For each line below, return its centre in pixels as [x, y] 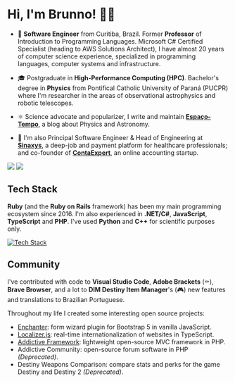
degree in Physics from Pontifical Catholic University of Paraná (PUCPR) [123, 88]
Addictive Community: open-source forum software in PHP [103, 349]
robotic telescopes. [45, 103]
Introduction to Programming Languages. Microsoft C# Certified [110, 41]
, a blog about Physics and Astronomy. [94, 124]
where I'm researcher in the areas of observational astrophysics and [116, 95]
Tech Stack [32, 189]
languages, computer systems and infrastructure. [89, 63]
